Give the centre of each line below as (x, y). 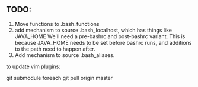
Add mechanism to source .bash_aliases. (65, 55)
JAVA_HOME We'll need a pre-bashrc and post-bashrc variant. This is (100, 36)
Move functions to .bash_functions (57, 24)
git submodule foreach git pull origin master (60, 78)
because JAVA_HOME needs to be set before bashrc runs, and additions (103, 42)
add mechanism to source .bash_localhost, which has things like (93, 30)
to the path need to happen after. (55, 49)
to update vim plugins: (33, 66)
